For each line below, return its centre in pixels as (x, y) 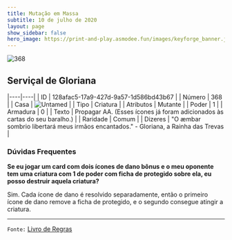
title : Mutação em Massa (43, 13)
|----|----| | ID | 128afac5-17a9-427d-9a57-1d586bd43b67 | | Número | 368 (115, 97)
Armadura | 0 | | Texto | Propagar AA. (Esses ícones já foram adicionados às (116, 112)
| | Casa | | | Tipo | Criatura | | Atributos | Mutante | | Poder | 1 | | (115, 104)
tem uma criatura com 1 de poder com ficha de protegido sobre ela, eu (109, 174)
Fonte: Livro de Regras (40, 229)
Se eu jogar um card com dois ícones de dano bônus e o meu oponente (110, 167)
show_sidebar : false (37, 33)
